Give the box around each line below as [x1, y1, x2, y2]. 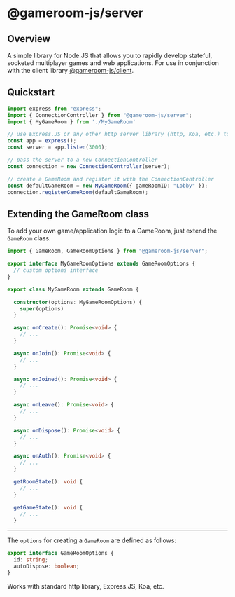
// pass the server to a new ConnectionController [7, 156, 158, 164]
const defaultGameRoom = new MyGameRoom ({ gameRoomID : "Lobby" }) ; [7, 182, 208, 189]
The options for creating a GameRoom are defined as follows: [7, 536, 177, 544]
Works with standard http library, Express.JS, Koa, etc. [7, 582, 164, 590]
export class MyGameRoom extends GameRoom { [7, 286, 139, 293]
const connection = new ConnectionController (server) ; [7, 163, 171, 170]
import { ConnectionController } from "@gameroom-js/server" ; [7, 111, 192, 118]
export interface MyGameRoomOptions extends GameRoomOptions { [7, 261, 196, 268]
